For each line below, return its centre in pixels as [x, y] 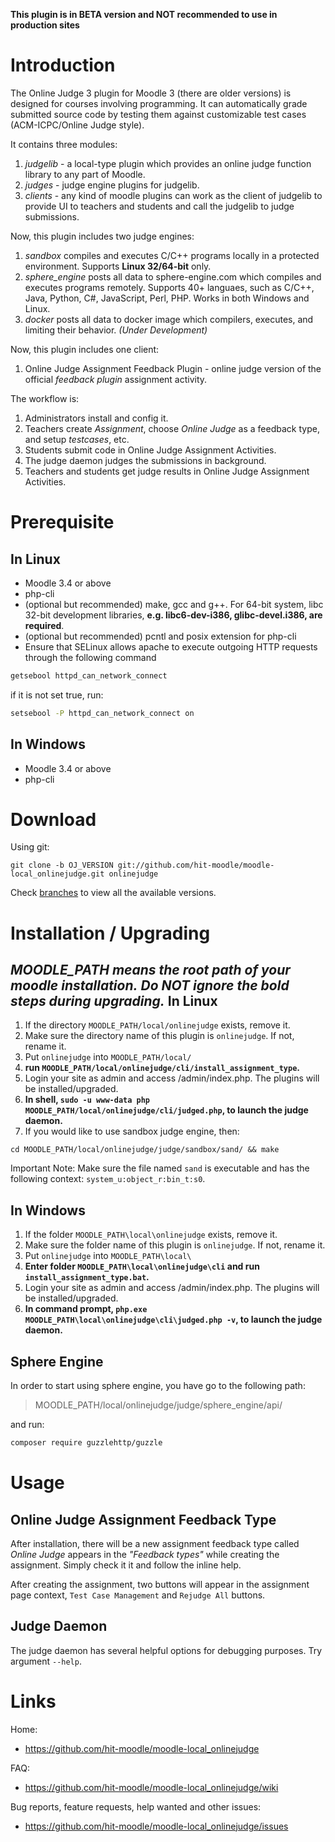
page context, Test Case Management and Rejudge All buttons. [138, 1595]
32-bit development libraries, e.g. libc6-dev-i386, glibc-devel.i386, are [173, 615]
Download [53, 819]
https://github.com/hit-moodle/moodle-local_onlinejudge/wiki [151, 1787]
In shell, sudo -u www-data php [87, 1100]
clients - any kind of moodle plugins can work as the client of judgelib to [173, 195]
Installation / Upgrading [110, 933]
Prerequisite [62, 522]
